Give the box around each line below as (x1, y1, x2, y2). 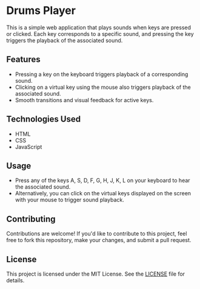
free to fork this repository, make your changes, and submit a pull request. (6, 237, 192, 244)
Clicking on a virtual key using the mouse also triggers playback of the (15, 83, 191, 91)
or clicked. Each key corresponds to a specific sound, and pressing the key (6, 30, 194, 37)
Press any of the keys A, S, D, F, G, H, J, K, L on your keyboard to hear (15, 177, 190, 184)
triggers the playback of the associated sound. (6, 37, 123, 44)
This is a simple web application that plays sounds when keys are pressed (6, 24, 192, 31)
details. (6, 277, 25, 284)
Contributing (6, 214, 56, 224)
